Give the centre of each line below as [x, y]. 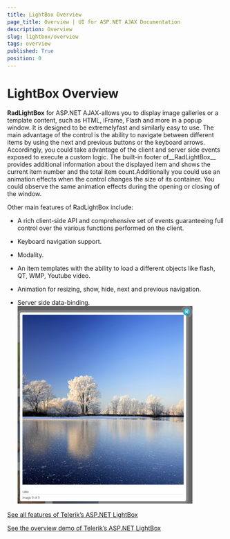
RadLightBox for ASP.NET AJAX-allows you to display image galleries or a [113, 113]
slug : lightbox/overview [43, 37]
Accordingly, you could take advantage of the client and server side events [114, 150]
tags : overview [29, 44]
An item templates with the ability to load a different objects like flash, [116, 268]
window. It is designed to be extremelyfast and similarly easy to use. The [111, 127]
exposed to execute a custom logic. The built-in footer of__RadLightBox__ [112, 157]
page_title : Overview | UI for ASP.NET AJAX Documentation [94, 22]
